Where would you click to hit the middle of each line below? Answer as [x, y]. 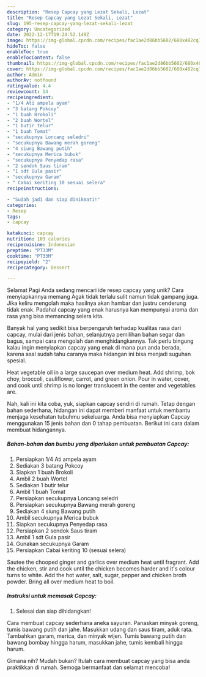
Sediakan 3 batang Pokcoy [50, 466]
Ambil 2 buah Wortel [42, 479]
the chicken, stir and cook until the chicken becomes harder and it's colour [101, 569]
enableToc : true [28, 52]
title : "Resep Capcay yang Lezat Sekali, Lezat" [70, 18]
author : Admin [25, 75]
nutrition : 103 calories [39, 239]
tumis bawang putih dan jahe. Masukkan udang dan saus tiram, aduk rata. [100, 630]
